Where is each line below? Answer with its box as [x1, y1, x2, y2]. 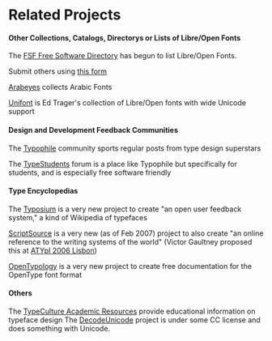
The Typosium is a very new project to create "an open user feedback [8, 204, 242, 214]
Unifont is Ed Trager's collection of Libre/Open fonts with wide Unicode [8, 98, 247, 108]
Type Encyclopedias [8, 186, 79, 196]
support [8, 107, 35, 117]
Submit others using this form [8, 66, 108, 76]
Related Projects [8, 6, 121, 24]
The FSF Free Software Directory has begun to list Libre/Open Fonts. [8, 51, 237, 61]
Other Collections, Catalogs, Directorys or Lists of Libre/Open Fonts [8, 32, 241, 42]
